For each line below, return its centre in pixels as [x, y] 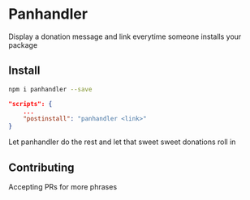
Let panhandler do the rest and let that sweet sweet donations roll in [122, 142]
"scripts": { [30, 104]
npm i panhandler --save [50, 89]
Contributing [41, 167]
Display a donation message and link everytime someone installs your [125, 36]
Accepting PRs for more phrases [63, 186]
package [23, 45]
